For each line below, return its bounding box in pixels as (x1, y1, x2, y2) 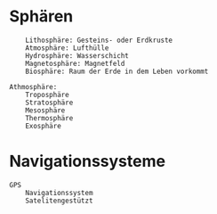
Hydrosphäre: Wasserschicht (25, 51, 129, 60)
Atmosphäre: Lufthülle (25, 43, 109, 53)
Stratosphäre (25, 98, 74, 107)
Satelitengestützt (25, 196, 93, 205)
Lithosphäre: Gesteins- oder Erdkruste (25, 36, 173, 45)
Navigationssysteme (9, 152, 166, 171)
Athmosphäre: (9, 82, 58, 91)
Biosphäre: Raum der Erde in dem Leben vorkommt (25, 67, 209, 76)
